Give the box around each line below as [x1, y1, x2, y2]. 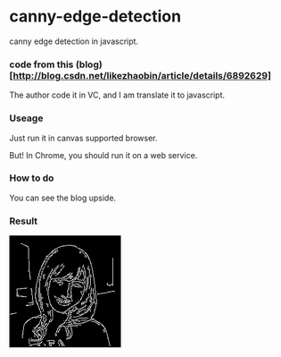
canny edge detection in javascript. [9, 36, 139, 47]
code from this [9, 58, 74, 71]
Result [9, 215, 38, 227]
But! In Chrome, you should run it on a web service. [9, 149, 198, 160]
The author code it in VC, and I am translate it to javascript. [9, 89, 226, 100]
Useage [9, 112, 44, 124]
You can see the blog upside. [9, 192, 117, 203]
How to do [9, 172, 54, 184]
